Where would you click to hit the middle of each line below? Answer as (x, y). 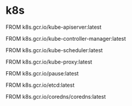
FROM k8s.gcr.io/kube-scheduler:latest (54, 50)
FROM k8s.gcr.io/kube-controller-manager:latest (66, 38)
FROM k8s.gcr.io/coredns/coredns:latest (56, 96)
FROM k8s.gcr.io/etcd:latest (40, 85)
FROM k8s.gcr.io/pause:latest (42, 73)
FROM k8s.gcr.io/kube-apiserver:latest (54, 27)
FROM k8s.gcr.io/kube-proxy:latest (49, 62)
